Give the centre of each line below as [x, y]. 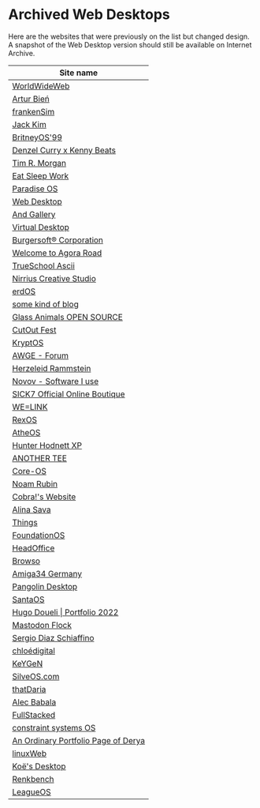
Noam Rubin [35, 483]
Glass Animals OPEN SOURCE [68, 317]
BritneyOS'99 [37, 137]
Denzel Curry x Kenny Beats [64, 150]
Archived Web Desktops [89, 15]
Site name [78, 73]
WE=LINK [30, 407]
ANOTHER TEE [39, 458]
